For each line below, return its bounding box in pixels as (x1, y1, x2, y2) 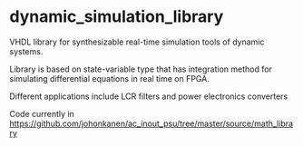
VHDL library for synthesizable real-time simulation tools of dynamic (9, 36, 265, 47)
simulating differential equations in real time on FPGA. (9, 73, 210, 83)
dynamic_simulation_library (9, 6, 224, 27)
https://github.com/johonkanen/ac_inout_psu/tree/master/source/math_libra (9, 118, 293, 129)
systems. (9, 45, 44, 56)
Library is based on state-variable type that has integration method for (9, 64, 272, 74)
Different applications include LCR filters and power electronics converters (9, 91, 288, 102)
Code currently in (9, 108, 75, 119)
